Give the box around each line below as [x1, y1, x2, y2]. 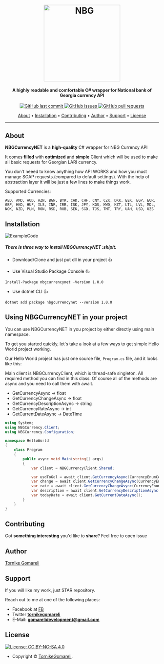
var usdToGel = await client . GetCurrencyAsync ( [31, 474, 130, 479]
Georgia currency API [60, 92, 104, 98]
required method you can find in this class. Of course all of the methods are [5, 375, 157, 381]
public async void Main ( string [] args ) [22, 456, 104, 461]
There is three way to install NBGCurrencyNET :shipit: [5, 244, 117, 250]
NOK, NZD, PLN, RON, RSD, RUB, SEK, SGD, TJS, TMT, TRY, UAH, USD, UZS [5, 207, 154, 212]
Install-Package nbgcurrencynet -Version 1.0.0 [5, 280, 104, 285]
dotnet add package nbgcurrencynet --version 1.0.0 [5, 300, 112, 305]
